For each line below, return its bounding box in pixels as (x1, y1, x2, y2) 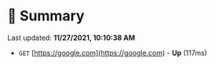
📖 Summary (7, 7, 85, 25)
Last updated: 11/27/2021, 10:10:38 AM (7, 33, 135, 42)
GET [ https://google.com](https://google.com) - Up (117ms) (18, 48, 207, 57)
